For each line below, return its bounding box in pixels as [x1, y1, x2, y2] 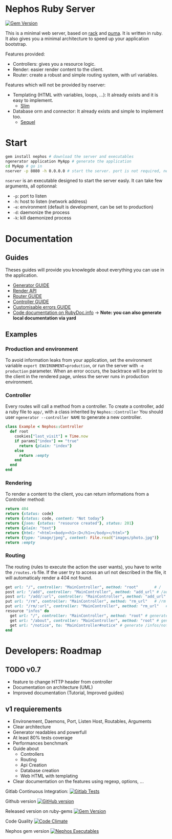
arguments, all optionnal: [5, 183, 58, 189]
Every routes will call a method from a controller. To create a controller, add [5, 403, 164, 409]
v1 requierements [5, 704, 62, 713]
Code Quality [5, 818, 33, 825]
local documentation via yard [12, 315, 77, 321]
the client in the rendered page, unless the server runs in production [5, 374, 149, 380]
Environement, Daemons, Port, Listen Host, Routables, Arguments [12, 718, 152, 724]
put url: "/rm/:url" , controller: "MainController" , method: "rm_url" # [5, 604, 168, 609]
